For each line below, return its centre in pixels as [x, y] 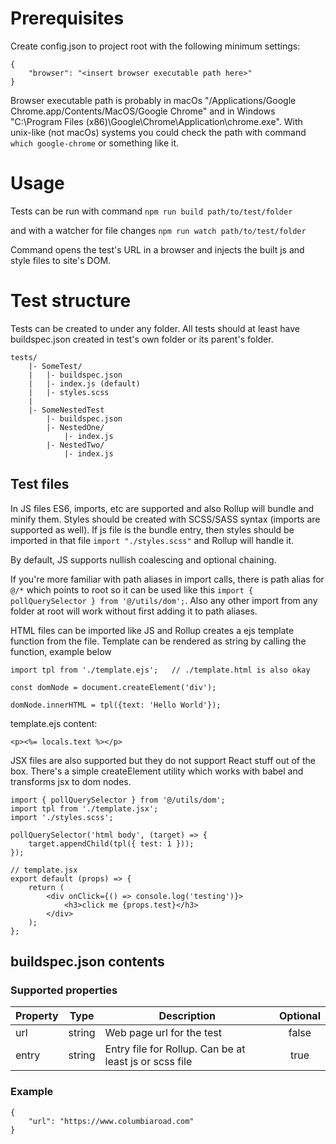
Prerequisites [67, 18]
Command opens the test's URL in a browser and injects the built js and [157, 249]
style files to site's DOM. [61, 260]
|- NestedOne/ [75, 427]
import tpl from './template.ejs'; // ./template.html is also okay [160, 670]
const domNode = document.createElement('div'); [113, 687]
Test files [40, 484]
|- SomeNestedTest [66, 410]
